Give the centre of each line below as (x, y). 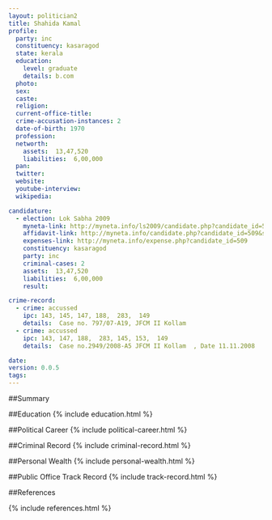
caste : (27, 99)
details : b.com (49, 76)
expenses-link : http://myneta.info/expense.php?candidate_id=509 (136, 241)
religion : (32, 106)
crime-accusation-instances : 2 (68, 121)
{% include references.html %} (60, 508)
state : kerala (39, 53)
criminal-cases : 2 (54, 264)
